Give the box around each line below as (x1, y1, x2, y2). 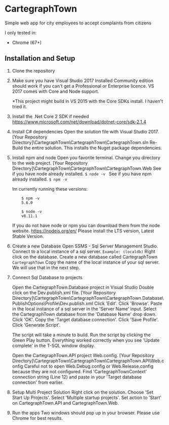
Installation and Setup (5, 54, 75, 63)
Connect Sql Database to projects (12, 274, 83, 280)
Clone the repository (12, 67, 55, 74)
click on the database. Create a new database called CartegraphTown (12, 254, 158, 260)
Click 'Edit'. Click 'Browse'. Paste (94, 300, 162, 306)
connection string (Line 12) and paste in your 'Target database (12, 374, 142, 380)
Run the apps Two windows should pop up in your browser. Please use (12, 409, 160, 416)
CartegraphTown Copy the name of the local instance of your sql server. (12, 259, 160, 265)
